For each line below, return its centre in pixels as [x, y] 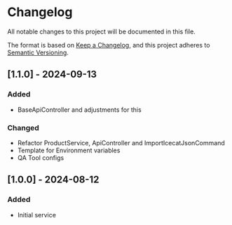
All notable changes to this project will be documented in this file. [102, 31]
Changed [23, 128]
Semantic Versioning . [38, 52]
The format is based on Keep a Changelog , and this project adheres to [109, 45]
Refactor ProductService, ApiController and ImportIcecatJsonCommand [121, 143]
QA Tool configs [41, 157]
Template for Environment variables [69, 150]
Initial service [36, 215]
